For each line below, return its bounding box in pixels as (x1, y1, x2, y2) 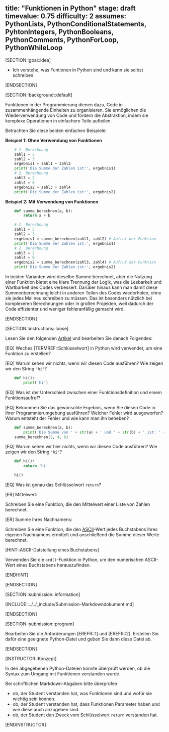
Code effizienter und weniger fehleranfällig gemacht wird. (5, 306, 125, 312)
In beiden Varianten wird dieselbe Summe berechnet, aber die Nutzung (5, 274, 152, 280)
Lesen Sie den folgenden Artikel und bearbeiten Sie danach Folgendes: (5, 335, 152, 341)
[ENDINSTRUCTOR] (5, 722, 46, 728)
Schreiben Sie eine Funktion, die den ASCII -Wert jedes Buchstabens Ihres (5, 526, 158, 533)
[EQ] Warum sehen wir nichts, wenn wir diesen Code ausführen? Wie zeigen (5, 360, 163, 366)
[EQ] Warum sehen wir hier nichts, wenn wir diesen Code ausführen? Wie (5, 444, 157, 450)
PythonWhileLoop (5, 44, 63, 52)
